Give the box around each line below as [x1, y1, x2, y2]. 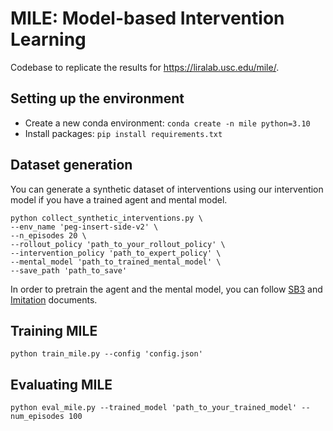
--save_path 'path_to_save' [10, 265, 128, 276]
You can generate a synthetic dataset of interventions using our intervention [10, 183, 324, 195]
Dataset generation [10, 157, 133, 174]
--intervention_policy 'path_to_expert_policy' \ [10, 248, 222, 258]
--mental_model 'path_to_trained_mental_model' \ [10, 257, 222, 267]
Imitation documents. [10, 293, 98, 306]
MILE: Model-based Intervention [10, 7, 285, 30]
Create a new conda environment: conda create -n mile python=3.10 [24, 117, 311, 129]
